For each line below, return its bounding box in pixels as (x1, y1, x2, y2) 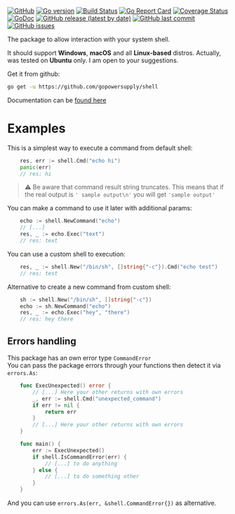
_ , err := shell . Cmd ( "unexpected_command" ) (32, 395, 161, 403)
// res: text (20, 237, 58, 245)
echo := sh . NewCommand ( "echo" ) (20, 302, 112, 310)
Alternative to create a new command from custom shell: (7, 283, 171, 291)
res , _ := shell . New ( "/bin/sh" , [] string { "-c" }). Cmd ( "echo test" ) (20, 263, 218, 270)
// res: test (20, 270, 58, 277)
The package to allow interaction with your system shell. (7, 35, 170, 43)
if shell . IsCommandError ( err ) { (32, 453, 128, 461)
